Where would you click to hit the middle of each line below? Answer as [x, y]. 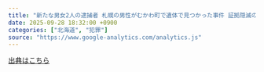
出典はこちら [29, 60]
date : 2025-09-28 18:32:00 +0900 [63, 23]
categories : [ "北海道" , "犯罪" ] [58, 30]
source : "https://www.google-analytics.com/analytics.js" [105, 37]
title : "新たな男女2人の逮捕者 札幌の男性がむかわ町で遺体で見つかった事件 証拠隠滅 [130, 15]
